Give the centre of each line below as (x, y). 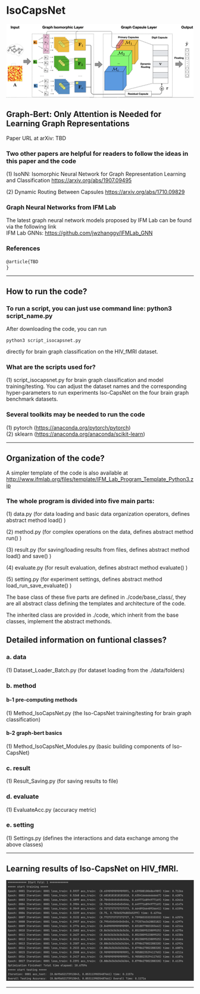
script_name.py (29, 316)
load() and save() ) (29, 556)
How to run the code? (47, 291)
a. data (16, 657)
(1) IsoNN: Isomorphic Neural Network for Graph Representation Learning (96, 174)
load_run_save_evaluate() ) (39, 585)
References (23, 248)
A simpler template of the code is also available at (67, 473)
